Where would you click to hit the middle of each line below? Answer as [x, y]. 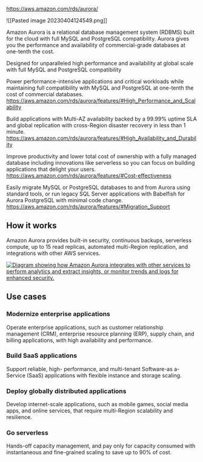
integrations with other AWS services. [53, 253]
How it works [32, 226]
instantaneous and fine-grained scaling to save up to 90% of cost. [89, 452]
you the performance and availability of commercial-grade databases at [96, 45]
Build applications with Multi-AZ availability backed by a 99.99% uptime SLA [101, 119]
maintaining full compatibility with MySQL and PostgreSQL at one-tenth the [100, 88]
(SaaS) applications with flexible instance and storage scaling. [104, 375]
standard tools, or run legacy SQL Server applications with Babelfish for [96, 194]
